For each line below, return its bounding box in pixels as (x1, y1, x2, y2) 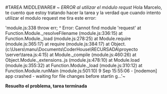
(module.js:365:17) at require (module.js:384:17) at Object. (5, 41, 126, 47)
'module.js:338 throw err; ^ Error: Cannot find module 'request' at (5, 25, 141, 31)
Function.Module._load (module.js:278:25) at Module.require (5, 35, 131, 41)
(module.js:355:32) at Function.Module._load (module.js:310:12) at (5, 63, 143, 68)
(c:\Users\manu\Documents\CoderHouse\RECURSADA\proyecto (5, 46, 138, 52)
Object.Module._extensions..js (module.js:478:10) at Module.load (5, 57, 140, 63)
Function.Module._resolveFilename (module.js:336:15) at (5, 30, 123, 36)
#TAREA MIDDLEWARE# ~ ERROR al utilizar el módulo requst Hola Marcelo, (5, 5, 162, 10)
